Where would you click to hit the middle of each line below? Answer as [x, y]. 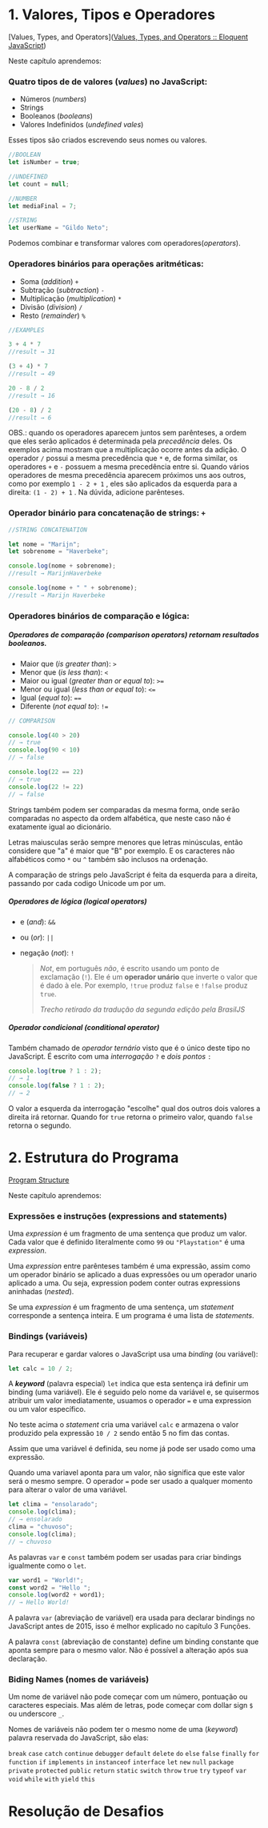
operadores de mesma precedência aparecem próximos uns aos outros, [127, 475]
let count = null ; [39, 184]
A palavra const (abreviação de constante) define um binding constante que [134, 1642]
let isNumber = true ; [44, 162]
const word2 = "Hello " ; [50, 1587]
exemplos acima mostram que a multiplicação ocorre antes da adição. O [127, 450]
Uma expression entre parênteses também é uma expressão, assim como [129, 1266]
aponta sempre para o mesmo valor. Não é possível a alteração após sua [128, 1650]
